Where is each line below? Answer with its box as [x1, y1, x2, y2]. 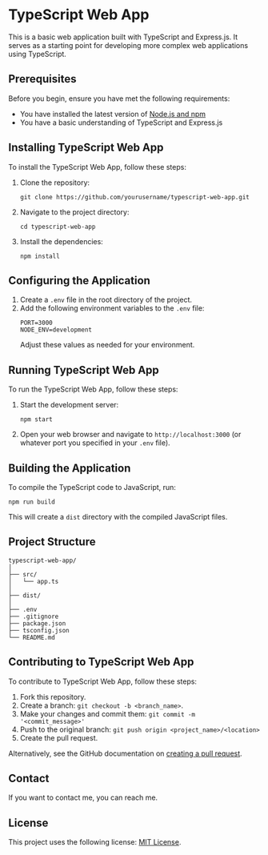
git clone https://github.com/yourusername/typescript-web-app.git [19, 193, 250, 201]
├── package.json [8, 619, 66, 628]
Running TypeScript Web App [8, 363, 160, 377]
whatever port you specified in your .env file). [19, 438, 170, 448]
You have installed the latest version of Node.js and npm [19, 109, 206, 118]
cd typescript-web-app [19, 223, 96, 231]
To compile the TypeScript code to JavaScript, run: [8, 483, 176, 492]
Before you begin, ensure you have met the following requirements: [8, 94, 230, 103]
